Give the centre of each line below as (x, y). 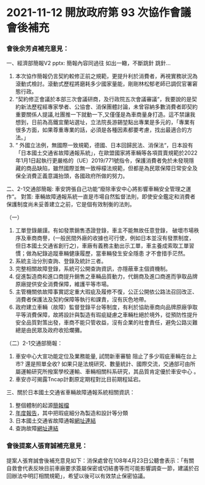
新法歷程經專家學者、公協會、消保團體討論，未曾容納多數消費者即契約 (109, 107)
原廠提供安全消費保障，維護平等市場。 (63, 284)
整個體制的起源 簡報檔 (42, 405)
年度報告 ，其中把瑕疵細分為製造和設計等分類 (72, 413)
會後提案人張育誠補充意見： (47, 446)
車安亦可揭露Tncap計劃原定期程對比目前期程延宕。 (79, 379)
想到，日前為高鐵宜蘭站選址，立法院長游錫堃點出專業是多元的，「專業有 (105, 122)
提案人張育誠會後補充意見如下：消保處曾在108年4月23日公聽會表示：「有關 (100, 460)
